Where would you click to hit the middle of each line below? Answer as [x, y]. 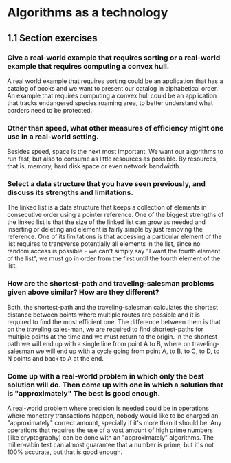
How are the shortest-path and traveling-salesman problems [111, 284]
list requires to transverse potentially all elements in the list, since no [104, 244]
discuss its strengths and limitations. [70, 192]
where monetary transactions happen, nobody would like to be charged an [113, 416]
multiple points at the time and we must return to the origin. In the [100, 336]
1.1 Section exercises [52, 38]
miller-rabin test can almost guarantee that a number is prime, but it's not [111, 445]
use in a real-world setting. [53, 137]
